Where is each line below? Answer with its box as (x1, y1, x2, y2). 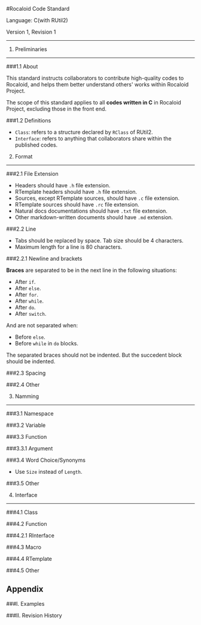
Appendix (6, 584, 44, 594)
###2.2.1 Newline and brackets (6, 255, 83, 262)
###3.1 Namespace (6, 410, 54, 417)
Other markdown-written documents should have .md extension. (14, 214, 173, 221)
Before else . (14, 333, 46, 340)
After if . (14, 279, 36, 285)
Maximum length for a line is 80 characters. (14, 243, 123, 250)
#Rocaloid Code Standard (6, 5, 70, 12)
